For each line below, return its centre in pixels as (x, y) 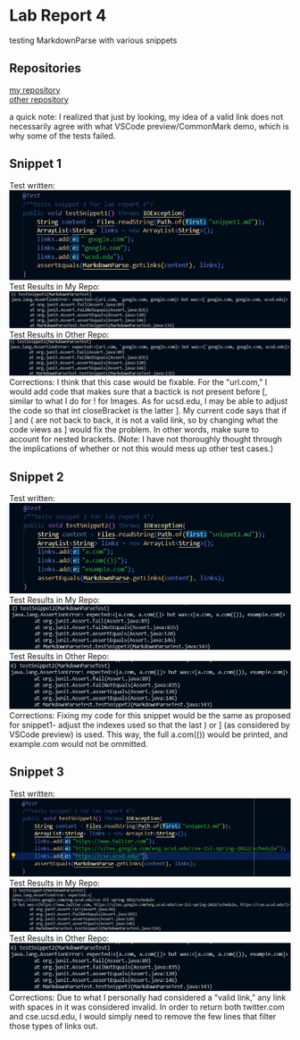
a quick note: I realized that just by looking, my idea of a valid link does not (146, 116)
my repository (35, 89)
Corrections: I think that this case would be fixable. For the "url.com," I (138, 382)
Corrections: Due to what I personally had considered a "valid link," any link (148, 998)
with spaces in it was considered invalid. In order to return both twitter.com (147, 1007)
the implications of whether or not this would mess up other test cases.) (142, 449)
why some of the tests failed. (62, 136)
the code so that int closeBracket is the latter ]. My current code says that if (148, 411)
